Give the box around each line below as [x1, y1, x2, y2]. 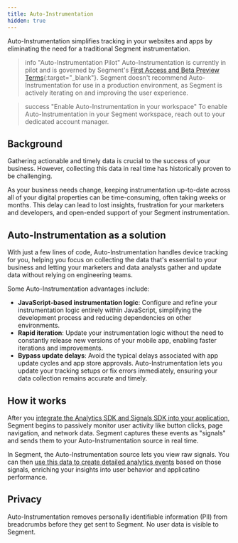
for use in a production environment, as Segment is [72, 81, 222, 89]
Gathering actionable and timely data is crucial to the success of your [7, 157, 211, 165]
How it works [7, 395, 67, 407]
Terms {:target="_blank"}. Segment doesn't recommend [24, 73, 188, 82]
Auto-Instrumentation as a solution [7, 229, 166, 241]
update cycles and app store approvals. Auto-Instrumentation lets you [17, 359, 222, 368]
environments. [17, 321, 60, 330]
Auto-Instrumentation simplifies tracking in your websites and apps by [7, 36, 213, 45]
